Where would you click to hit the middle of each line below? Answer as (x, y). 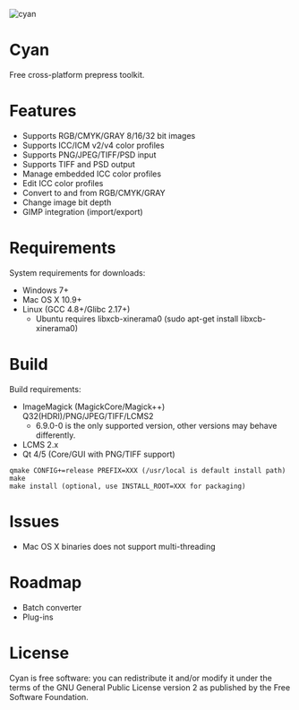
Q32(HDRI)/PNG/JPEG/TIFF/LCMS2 (88, 415)
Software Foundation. (49, 697)
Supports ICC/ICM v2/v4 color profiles (93, 145)
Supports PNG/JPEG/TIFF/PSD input (89, 154)
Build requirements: (45, 389)
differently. (56, 435)
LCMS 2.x (40, 444)
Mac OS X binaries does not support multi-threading (119, 546)
